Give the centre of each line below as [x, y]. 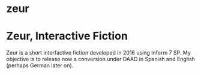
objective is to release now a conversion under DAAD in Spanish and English [100, 59]
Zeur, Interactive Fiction [67, 36]
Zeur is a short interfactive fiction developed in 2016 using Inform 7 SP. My [98, 53]
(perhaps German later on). [40, 65]
